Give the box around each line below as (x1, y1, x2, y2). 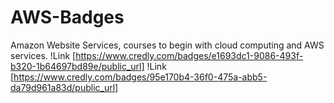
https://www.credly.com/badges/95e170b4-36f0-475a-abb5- (13, 71, 268, 83)
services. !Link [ (10, 49, 77, 61)
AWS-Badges (10, 6, 125, 29)
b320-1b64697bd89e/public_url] (10, 60, 145, 72)
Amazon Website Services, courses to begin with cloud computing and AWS (10, 39, 325, 51)
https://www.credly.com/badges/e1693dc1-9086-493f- (75, 49, 304, 61)
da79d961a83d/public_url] (10, 81, 119, 93)
